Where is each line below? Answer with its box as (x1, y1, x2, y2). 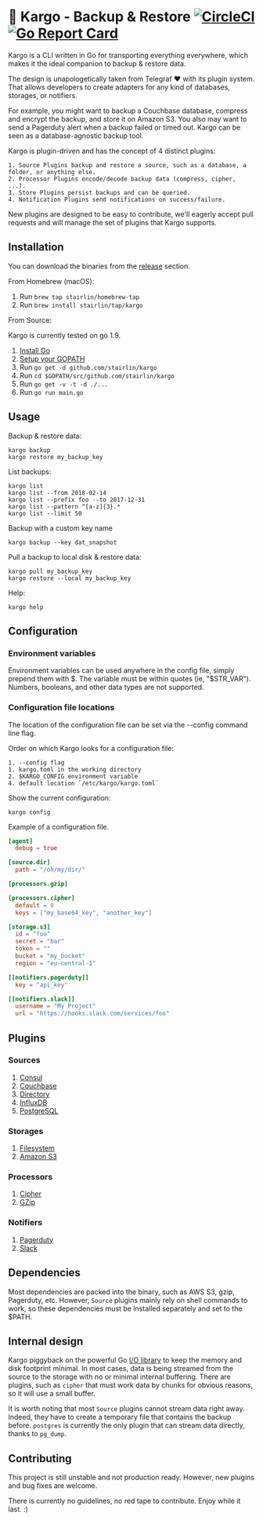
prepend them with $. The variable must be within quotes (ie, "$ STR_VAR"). (8, 674, 251, 684)
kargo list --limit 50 (8, 509, 82, 517)
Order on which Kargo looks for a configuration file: (8, 743, 175, 753)
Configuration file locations (8, 702, 115, 713)
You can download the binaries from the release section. (8, 261, 190, 271)
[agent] (8, 837, 34, 845)
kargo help (8, 603, 44, 611)
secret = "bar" (15, 938, 65, 946)
